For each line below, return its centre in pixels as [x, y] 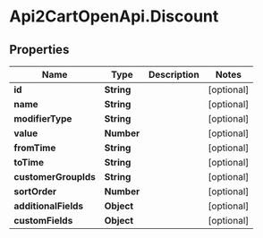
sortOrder [35, 191]
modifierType [43, 119]
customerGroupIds [55, 177]
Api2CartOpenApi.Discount [114, 17]
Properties [39, 50]
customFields [43, 221]
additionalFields [49, 206]
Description [174, 75]
